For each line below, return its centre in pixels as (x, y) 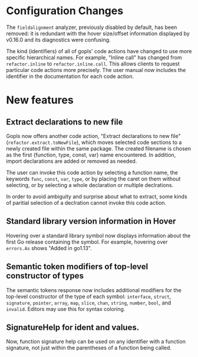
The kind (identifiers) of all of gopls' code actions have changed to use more (99, 51)
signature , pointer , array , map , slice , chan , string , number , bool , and (89, 303)
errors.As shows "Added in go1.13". (49, 248)
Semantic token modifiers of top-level (77, 267)
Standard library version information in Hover (91, 222)
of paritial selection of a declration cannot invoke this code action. (86, 202)
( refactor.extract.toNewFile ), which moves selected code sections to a (94, 142)
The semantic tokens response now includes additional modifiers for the (94, 290)
